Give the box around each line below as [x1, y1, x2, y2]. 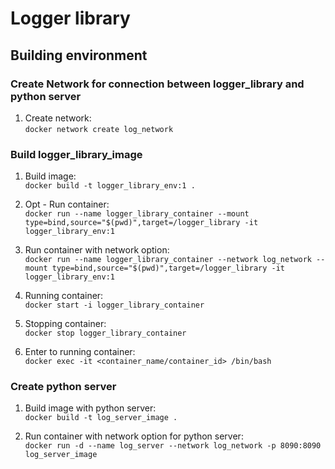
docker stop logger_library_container [24, 328, 187, 339]
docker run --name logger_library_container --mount [24, 209, 250, 219]
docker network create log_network [24, 124, 174, 134]
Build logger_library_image [10, 147, 143, 161]
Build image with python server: [24, 402, 157, 414]
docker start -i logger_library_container [24, 300, 205, 311]
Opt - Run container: [24, 198, 110, 211]
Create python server [10, 380, 117, 394]
